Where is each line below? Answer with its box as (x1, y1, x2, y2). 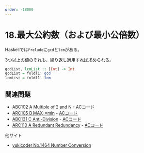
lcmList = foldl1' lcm (5, 76, 51, 81)
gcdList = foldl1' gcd (5, 71, 51, 76)
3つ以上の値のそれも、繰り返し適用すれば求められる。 (5, 57, 114, 63)
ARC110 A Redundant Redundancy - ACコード (12, 122, 103, 128)
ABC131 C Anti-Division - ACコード (12, 116, 81, 122)
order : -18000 (5, 7, 34, 12)
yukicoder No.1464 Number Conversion (12, 142, 91, 148)
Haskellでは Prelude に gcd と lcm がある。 (5, 47, 82, 52)
